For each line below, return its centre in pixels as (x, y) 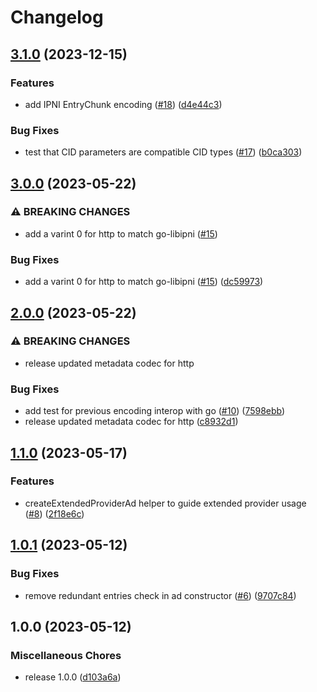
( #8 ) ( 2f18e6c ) (54, 513)
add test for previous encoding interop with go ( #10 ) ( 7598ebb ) (155, 411)
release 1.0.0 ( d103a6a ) (73, 677)
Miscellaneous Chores (66, 655)
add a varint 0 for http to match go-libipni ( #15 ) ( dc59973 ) (144, 282)
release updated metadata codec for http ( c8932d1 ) (131, 422)
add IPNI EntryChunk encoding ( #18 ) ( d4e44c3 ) (123, 104)
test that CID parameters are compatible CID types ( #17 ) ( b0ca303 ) (163, 152)
